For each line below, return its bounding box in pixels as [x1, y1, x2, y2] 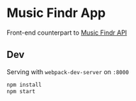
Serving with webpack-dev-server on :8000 [6, 67, 129, 76]
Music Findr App [6, 5, 106, 21]
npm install [6, 81, 42, 88]
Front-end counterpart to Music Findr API [6, 28, 127, 37]
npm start [6, 88, 36, 95]
